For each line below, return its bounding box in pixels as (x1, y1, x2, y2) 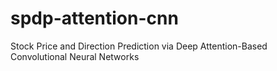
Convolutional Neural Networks (10, 50, 140, 62)
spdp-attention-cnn (10, 7, 179, 30)
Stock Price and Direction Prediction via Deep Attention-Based (10, 40, 268, 52)
